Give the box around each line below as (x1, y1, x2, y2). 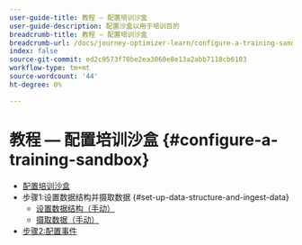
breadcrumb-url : (9, 38, 70, 48)
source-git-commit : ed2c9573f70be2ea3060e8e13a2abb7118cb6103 (9, 55, 247, 64)
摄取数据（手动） (35, 213, 100, 225)
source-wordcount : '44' (9, 72, 99, 81)
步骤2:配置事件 (22, 225, 78, 236)
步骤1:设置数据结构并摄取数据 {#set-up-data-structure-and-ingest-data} (22, 191, 289, 203)
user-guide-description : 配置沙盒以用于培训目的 (9, 22, 180, 31)
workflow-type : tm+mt (9, 64, 91, 73)
